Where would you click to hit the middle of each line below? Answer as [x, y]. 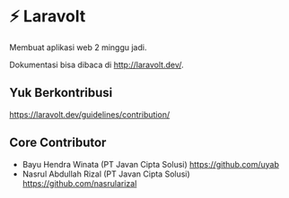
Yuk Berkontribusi [61, 93]
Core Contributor [58, 143]
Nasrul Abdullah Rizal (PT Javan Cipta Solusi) [106, 174]
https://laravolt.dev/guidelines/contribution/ [90, 114]
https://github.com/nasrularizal [79, 183]
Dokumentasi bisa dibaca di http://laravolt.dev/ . [96, 65]
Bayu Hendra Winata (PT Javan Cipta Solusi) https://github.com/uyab [151, 164]
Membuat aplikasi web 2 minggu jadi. [78, 47]
